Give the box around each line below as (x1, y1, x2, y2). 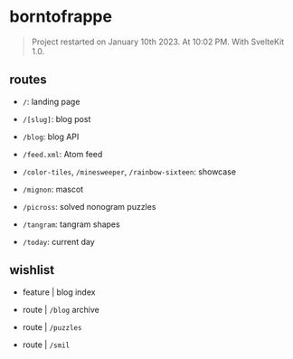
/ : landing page (22, 96, 80, 107)
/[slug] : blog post (22, 113, 91, 124)
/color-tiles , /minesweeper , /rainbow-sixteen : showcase (22, 165, 237, 177)
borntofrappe (9, 6, 113, 27)
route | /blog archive (22, 304, 99, 315)
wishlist (9, 262, 55, 278)
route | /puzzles (22, 321, 82, 332)
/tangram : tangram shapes (22, 219, 120, 230)
